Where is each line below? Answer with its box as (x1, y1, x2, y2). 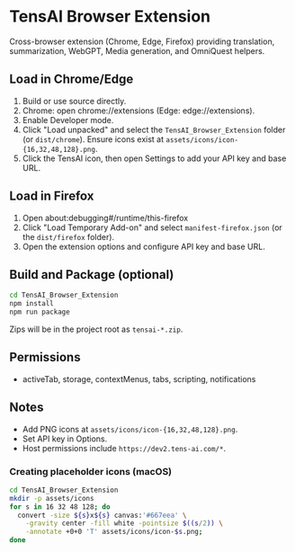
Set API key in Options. (22, 433, 108, 444)
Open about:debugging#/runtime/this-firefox (22, 212, 189, 223)
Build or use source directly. (22, 95, 127, 106)
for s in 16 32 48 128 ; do (9, 502, 111, 512)
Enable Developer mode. (22, 114, 114, 125)
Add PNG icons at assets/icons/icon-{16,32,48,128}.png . (22, 423, 238, 434)
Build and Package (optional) (9, 267, 174, 282)
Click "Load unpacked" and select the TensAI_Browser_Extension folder (22, 124, 286, 135)
